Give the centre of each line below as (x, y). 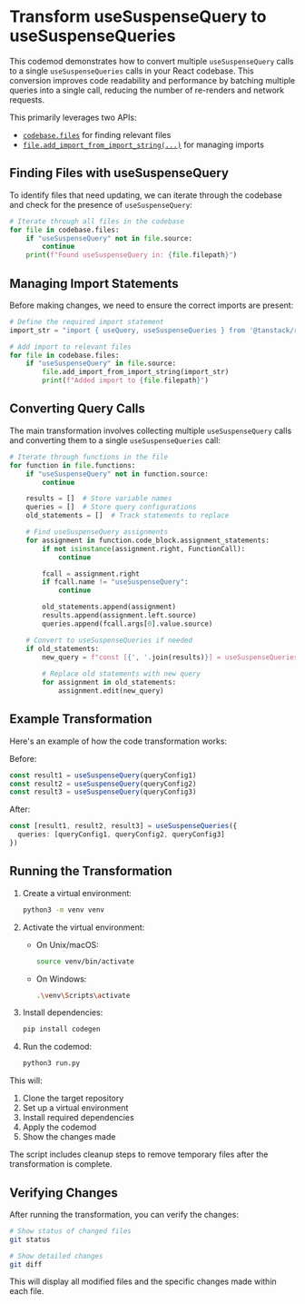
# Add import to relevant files (70, 347)
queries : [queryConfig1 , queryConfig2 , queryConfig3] (121, 835)
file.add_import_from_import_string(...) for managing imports (143, 144)
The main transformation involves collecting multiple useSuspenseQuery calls (151, 430)
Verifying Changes (64, 1193)
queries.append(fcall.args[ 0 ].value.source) (128, 624)
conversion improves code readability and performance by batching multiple (152, 80)
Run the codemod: (57, 1047)
